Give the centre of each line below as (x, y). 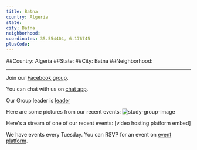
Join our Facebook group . (37, 77)
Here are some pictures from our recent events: (64, 111)
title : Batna (22, 11)
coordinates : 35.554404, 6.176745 (48, 39)
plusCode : (18, 45)
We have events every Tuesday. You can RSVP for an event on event (89, 134)
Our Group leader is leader (38, 100)
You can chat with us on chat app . (47, 89)
